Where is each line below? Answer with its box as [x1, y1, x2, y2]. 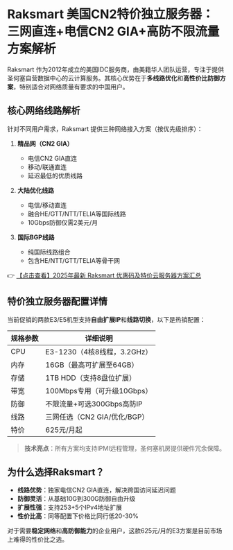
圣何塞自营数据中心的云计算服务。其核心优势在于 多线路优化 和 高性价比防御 [7, 74, 220, 82]
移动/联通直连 [27, 162, 67, 171]
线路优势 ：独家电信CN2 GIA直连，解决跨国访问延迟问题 [17, 486, 176, 495]
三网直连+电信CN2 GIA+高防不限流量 [7, 24, 220, 40]
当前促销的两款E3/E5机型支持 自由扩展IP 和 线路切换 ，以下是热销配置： [7, 315, 206, 323]
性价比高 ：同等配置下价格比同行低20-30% [17, 512, 139, 520]
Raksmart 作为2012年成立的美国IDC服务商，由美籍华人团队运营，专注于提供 [7, 65, 224, 74]
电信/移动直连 [27, 200, 67, 209]
